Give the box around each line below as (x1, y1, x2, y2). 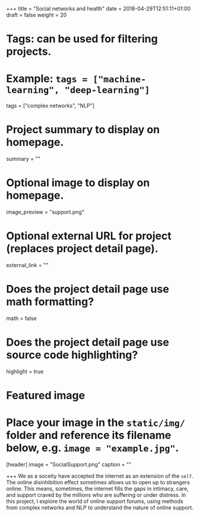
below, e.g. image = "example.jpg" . (6, 441, 179, 455)
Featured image (6, 389, 85, 402)
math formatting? (6, 295, 94, 309)
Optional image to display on (6, 176, 150, 190)
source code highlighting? (6, 348, 138, 362)
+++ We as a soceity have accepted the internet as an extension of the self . (6, 472, 194, 480)
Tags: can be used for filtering (6, 32, 158, 46)
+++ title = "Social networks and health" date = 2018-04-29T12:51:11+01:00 (6, 5, 191, 12)
